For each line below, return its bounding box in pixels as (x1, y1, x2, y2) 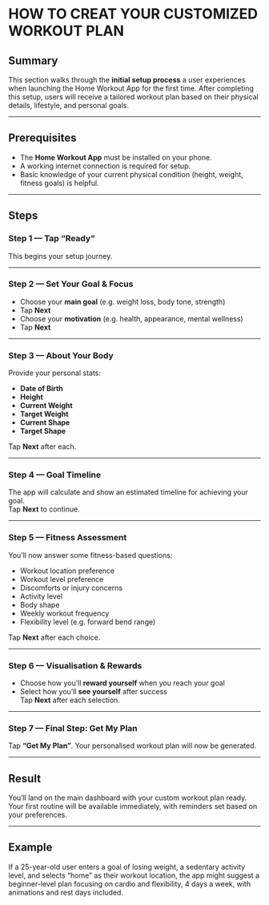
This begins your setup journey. (8, 251, 113, 261)
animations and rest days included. (8, 887, 124, 897)
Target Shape (19, 426, 66, 436)
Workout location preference (19, 566, 115, 576)
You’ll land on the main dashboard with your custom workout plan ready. (8, 793, 247, 802)
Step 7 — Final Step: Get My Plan (8, 722, 138, 733)
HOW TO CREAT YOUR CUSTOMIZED (8, 5, 259, 23)
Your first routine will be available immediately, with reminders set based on (8, 802, 258, 811)
